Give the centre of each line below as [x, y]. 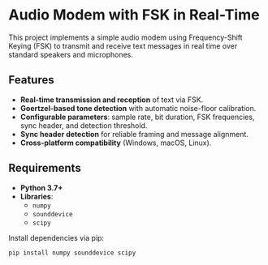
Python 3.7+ [41, 187]
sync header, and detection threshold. [84, 125]
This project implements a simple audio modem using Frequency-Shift [125, 37]
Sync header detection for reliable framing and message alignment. [134, 134]
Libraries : [37, 196]
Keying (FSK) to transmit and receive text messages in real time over [123, 45]
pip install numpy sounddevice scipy [72, 253]
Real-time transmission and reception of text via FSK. [112, 100]
